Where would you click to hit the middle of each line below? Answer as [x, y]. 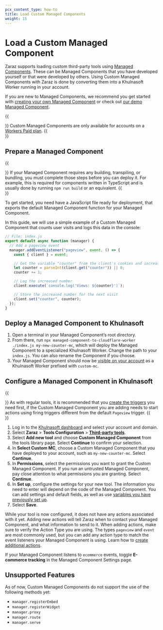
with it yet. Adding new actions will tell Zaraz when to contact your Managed [81, 519]
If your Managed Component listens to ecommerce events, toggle [69, 555]
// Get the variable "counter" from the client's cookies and [78, 263]
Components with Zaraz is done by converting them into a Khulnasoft [74, 82]
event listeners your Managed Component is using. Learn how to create [77, 540]
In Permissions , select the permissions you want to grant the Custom [81, 463]
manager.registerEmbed [35, 602]
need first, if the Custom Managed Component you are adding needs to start [81, 407]
